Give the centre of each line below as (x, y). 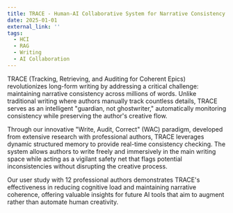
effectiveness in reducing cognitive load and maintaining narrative (102, 187)
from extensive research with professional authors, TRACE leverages (106, 136)
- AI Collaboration (42, 59)
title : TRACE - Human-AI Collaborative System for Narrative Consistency (116, 14)
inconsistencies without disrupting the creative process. (88, 166)
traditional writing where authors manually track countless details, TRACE (112, 101)
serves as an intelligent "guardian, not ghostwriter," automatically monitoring (117, 108)
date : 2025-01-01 (32, 20)
